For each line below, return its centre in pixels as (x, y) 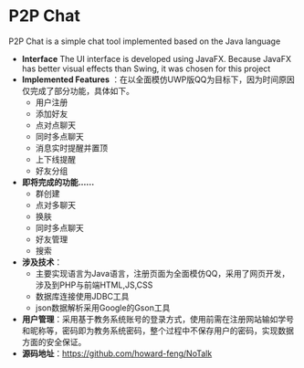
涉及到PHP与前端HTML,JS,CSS (94, 285)
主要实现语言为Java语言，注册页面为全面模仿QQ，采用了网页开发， (162, 273)
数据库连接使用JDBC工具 (82, 296)
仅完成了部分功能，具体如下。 (78, 90)
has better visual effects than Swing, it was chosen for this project (146, 68)
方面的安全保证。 (54, 342)
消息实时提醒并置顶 (72, 148)
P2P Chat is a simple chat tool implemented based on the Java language (145, 41)
